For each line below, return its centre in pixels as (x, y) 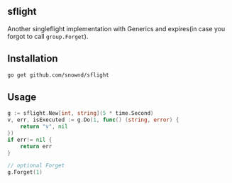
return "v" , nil (44, 127)
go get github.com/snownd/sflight (59, 75)
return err (36, 146)
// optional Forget (36, 166)
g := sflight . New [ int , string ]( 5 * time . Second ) (81, 113)
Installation (33, 59)
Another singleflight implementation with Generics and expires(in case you (116, 28)
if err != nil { (30, 140)
